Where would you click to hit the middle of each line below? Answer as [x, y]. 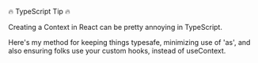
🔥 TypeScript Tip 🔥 [40, 11]
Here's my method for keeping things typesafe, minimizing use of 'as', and [129, 42]
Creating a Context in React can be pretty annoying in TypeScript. [116, 27]
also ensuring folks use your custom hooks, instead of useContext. [117, 51]
